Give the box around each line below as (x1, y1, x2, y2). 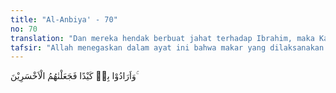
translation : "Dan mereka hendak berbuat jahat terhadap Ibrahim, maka (10, 33, 315, 43)
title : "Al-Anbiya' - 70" (10, 14, 118, 25)
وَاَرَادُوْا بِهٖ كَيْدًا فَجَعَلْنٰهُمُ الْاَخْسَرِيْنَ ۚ (10, 70, 139, 82)
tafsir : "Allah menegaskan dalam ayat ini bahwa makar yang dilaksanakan (10, 42, 325, 53)
